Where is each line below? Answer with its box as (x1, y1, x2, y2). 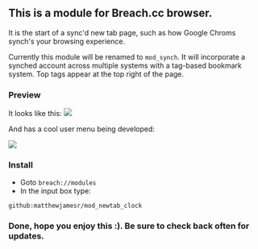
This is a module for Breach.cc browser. (8, 6, 213, 20)
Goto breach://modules (19, 177, 97, 188)
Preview (8, 89, 41, 100)
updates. (8, 230, 44, 242)
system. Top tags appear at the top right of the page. (8, 68, 184, 79)
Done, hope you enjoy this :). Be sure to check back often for (8, 221, 250, 232)
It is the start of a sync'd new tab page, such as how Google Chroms (8, 27, 236, 37)
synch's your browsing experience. (8, 36, 126, 46)
